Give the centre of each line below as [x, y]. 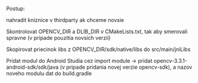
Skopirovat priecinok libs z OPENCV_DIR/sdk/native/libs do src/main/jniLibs [98, 49]
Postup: [16, 9]
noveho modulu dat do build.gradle [49, 73]
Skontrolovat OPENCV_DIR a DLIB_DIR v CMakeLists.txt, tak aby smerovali [97, 31]
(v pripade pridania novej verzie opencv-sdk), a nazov [126, 67]
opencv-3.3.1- [170, 61]
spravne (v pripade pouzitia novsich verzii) [59, 38]
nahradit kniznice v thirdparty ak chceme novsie [65, 20]
